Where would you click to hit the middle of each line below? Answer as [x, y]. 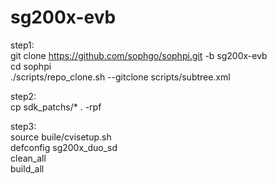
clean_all [28, 158]
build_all [27, 168]
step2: [23, 96]
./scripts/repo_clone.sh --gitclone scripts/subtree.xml [120, 77]
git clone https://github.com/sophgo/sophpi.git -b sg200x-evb [139, 55]
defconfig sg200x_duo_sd [64, 147]
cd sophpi [31, 66]
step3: [23, 126]
